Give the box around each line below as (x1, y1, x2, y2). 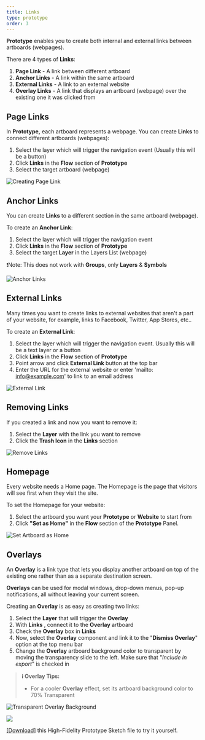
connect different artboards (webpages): (6, 135, 109, 142)
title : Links (6, 9, 40, 15)
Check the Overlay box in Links (15, 628, 96, 635)
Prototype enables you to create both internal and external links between (6, 37, 192, 45)
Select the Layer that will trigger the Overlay (15, 615, 128, 622)
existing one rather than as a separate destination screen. (6, 572, 152, 580)
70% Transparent (30, 691, 75, 699)
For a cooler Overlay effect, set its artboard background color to (30, 685, 193, 692)
